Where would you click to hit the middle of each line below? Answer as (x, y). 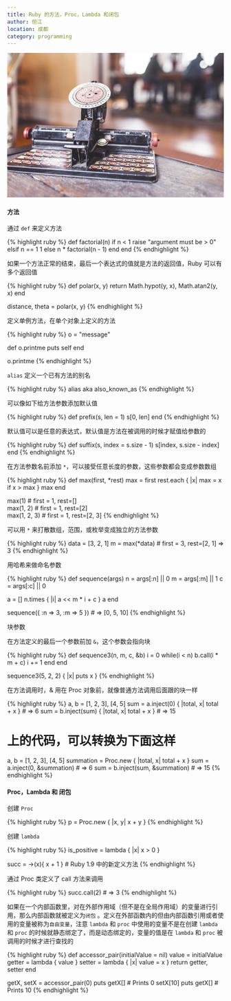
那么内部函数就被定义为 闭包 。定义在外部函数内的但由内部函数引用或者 (118, 916)
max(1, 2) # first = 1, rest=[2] (47, 508)
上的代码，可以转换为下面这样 (92, 741)
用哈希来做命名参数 (34, 565)
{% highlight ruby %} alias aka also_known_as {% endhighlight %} (101, 389)
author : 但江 (25, 22)
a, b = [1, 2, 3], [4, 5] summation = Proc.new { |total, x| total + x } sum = (108, 761)
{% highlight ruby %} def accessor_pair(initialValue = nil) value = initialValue (115, 955)
